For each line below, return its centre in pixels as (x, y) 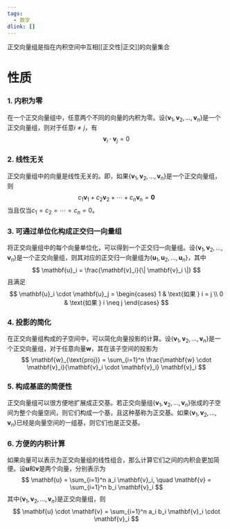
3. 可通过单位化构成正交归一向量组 (65, 232)
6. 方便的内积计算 (36, 443)
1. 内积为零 (25, 101)
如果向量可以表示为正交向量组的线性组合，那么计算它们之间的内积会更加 (110, 460)
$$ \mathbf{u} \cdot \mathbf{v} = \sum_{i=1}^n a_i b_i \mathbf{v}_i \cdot (116, 511)
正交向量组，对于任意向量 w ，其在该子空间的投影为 (85, 349)
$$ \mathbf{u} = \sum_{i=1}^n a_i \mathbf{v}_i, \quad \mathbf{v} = (116, 480)
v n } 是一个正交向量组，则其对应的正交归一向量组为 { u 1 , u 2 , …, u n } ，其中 (107, 259)
